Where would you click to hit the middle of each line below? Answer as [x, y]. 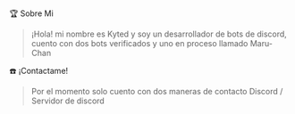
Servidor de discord [67, 101]
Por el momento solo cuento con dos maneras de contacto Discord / [157, 91]
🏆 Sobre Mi [31, 13]
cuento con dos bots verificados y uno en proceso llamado [139, 43]
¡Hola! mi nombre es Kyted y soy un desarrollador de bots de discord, [159, 34]
